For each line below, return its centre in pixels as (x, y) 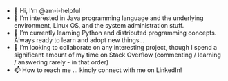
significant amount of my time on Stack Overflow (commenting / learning (117, 55)
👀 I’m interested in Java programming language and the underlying (108, 18)
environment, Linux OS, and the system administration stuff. (99, 25)
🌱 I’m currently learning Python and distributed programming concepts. (115, 33)
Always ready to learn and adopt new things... (79, 40)
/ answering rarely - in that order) (61, 62)
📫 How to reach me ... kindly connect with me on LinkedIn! (98, 70)
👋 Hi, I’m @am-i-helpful (47, 11)
